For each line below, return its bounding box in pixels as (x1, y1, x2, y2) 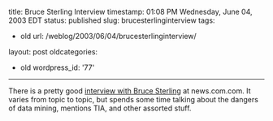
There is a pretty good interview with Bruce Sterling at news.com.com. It (8, 86, 251, 96)
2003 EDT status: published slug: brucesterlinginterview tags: (8, 15, 215, 25)
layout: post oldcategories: (8, 47, 98, 56)
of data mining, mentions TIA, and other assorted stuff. (8, 103, 192, 113)
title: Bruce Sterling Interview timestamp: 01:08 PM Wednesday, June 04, (8, 7, 253, 16)
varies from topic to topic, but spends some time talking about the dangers (8, 95, 258, 104)
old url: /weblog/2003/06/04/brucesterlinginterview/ (19, 32, 197, 41)
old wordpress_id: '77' (19, 63, 95, 72)
